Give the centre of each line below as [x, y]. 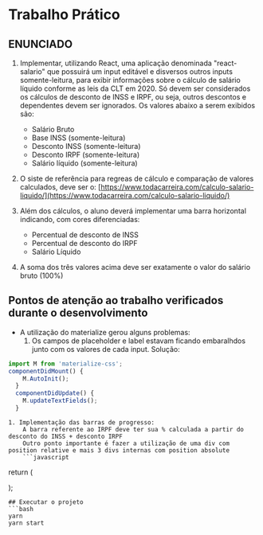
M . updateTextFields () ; [60, 401]
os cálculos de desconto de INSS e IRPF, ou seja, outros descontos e [133, 97]
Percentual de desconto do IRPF [84, 243]
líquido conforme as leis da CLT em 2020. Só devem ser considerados [135, 88]
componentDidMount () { [46, 371]
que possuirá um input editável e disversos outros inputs [140, 72]
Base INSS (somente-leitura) [79, 138]
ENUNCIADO [41, 44]
